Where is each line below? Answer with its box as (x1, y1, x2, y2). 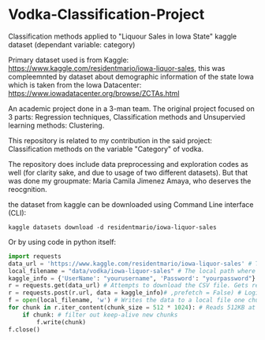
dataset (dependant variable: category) (8, 39, 136, 49)
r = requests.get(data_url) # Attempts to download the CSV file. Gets (8, 282, 248, 290)
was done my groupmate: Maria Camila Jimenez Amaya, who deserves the (8, 176, 252, 186)
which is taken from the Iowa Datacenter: (8, 80, 142, 90)
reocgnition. (8, 184, 47, 194)
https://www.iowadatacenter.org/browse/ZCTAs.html (8, 88, 180, 98)
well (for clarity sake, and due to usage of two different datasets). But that (8, 168, 248, 177)
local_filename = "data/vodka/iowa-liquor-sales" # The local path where (8, 267, 256, 275)
